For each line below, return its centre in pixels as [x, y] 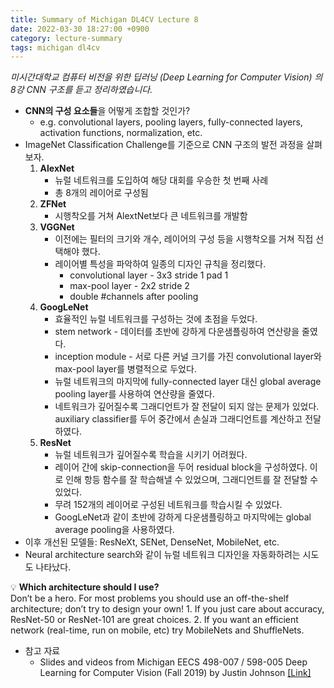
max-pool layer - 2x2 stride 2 [129, 286]
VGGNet [57, 227]
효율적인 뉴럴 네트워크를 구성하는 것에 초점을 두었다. [156, 319]
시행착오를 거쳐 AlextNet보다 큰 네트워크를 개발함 [151, 216]
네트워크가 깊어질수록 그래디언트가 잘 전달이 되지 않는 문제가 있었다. [187, 407]
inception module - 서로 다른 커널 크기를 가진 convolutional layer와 [188, 357]
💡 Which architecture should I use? [85, 587]
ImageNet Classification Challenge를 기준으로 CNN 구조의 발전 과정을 [164, 145]
